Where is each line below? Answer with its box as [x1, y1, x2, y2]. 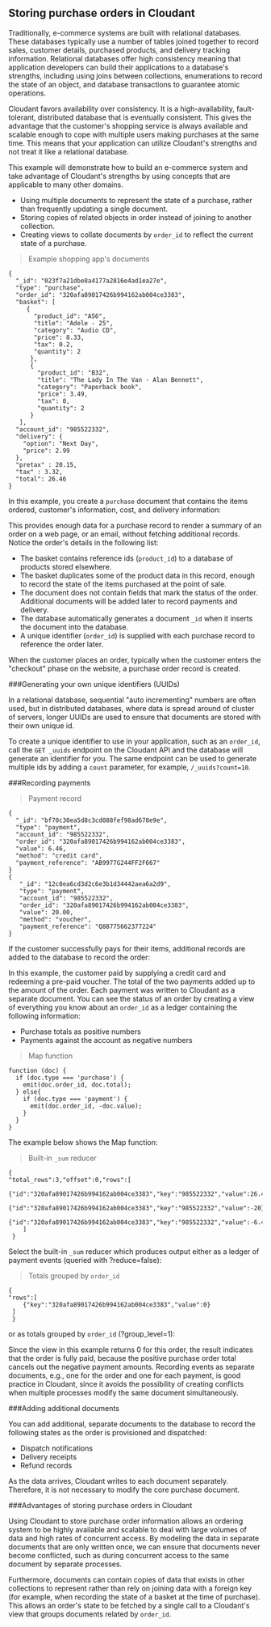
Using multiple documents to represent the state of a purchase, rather [19, 195, 252, 205]
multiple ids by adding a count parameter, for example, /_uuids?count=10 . [8, 762, 252, 772]
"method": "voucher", [19, 915, 92, 923]
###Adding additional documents [8, 1403, 119, 1413]
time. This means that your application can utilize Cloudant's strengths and [8, 138, 257, 148]
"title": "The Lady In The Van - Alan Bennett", [37, 375, 204, 383]
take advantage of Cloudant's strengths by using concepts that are [8, 171, 231, 180]
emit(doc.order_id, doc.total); [23, 1080, 131, 1089]
